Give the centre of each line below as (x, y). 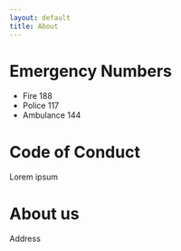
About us (44, 213)
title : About (34, 26)
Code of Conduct (75, 152)
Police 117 (41, 106)
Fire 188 (37, 96)
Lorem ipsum (34, 177)
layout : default (40, 18)
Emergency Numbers (90, 71)
